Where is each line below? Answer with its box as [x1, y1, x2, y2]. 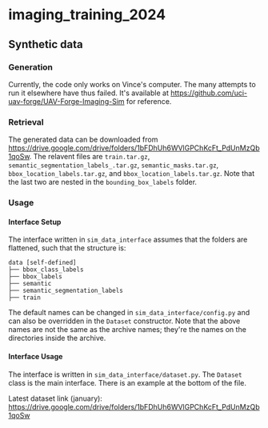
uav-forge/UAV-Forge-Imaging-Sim [8, 96, 126, 106]
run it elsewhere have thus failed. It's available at [8, 88, 170, 98]
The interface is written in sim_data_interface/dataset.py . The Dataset [8, 370, 242, 379]
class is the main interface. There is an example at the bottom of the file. [8, 378, 246, 387]
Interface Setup [8, 217, 62, 226]
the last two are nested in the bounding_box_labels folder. [8, 178, 198, 187]
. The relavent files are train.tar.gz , [29, 152, 150, 162]
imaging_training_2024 [8, 6, 166, 24]
